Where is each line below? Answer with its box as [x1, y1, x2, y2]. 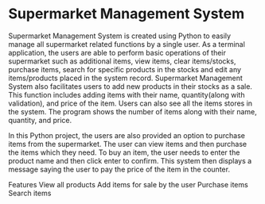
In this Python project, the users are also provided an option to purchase [8, 130, 245, 140]
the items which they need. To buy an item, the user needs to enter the [8, 148, 240, 157]
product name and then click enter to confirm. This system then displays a [8, 156, 252, 165]
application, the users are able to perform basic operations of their [8, 48, 227, 57]
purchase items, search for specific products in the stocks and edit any [8, 64, 241, 74]
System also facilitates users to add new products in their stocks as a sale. [8, 81, 253, 91]
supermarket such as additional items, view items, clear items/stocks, [8, 56, 236, 66]
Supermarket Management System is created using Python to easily [8, 31, 232, 40]
